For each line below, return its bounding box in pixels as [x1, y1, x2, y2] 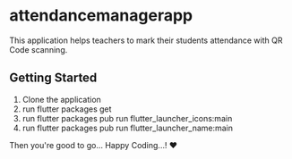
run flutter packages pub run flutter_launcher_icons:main [21, 113, 233, 123]
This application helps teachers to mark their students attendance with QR [9, 35, 283, 46]
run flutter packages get [21, 104, 112, 114]
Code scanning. [9, 44, 68, 54]
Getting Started [9, 71, 98, 86]
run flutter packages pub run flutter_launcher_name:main [21, 122, 234, 133]
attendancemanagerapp [9, 5, 193, 26]
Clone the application [21, 94, 101, 105]
